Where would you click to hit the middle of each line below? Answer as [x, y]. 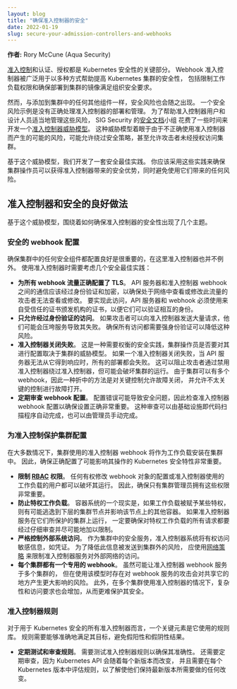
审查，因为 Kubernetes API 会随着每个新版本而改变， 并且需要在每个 [123, 660]
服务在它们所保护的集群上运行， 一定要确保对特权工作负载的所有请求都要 [123, 520]
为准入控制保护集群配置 [47, 436]
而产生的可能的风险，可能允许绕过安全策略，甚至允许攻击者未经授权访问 [112, 138]
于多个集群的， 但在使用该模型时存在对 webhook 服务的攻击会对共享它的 [123, 573]
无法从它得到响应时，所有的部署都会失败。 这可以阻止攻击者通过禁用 [130, 362]
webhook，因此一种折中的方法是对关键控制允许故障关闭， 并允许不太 [119, 380]
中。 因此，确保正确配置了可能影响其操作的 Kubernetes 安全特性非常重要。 [116, 461]
